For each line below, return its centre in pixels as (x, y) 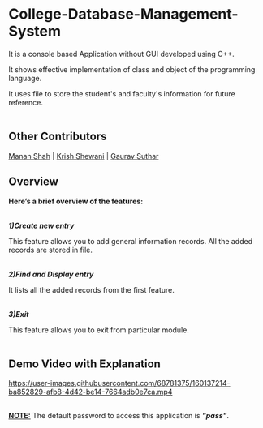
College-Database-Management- (123, 14)
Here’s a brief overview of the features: (76, 201)
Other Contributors (58, 137)
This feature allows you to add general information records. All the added (131, 241)
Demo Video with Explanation (84, 364)
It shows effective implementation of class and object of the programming (132, 69)
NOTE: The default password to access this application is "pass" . (119, 415)
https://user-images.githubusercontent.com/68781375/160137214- (120, 383)
